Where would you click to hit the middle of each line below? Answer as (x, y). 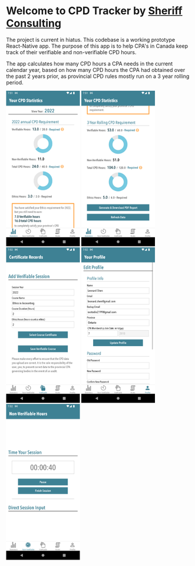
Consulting (34, 23)
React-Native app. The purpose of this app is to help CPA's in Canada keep (97, 46)
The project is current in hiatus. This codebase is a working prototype (91, 40)
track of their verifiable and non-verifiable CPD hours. (71, 52)
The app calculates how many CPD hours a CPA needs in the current (90, 64)
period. (15, 82)
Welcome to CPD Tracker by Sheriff (94, 11)
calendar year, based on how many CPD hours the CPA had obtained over (96, 70)
